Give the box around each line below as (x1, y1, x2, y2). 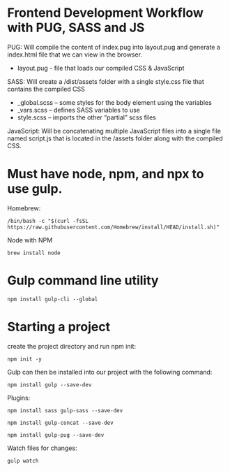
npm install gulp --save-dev (7, 381, 92, 389)
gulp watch (7, 457, 39, 464)
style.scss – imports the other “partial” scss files (17, 113, 157, 122)
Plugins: (7, 393, 31, 402)
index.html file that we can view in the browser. (7, 50, 143, 59)
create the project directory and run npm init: (7, 342, 137, 350)
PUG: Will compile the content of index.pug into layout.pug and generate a (7, 43, 221, 51)
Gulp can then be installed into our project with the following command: (7, 368, 213, 376)
